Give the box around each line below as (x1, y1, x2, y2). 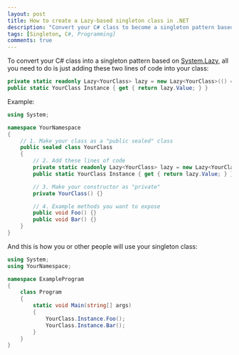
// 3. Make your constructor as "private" (33, 183, 161, 190)
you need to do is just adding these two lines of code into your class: (7, 64, 209, 73)
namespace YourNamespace (7, 124, 81, 131)
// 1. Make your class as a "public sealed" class (20, 137, 174, 145)
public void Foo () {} (33, 210, 97, 217)
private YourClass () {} (33, 190, 103, 197)
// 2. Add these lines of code (33, 158, 126, 165)
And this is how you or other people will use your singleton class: (7, 242, 198, 250)
